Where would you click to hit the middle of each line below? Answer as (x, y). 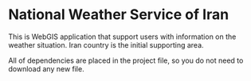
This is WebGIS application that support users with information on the (122, 37)
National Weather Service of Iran (119, 15)
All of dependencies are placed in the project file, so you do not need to (126, 60)
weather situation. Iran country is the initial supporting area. (106, 44)
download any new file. (47, 68)
